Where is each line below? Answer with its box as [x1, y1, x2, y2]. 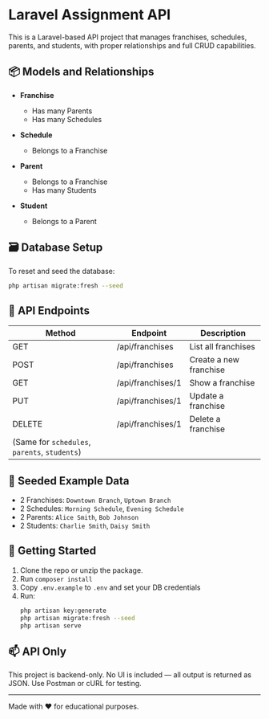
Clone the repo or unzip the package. [19, 565, 143, 575]
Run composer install [19, 574, 93, 583]
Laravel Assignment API [8, 6, 171, 24]
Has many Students [31, 185, 97, 194]
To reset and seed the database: [8, 266, 115, 276]
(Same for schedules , [12, 436, 91, 447]
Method [45, 328, 76, 339]
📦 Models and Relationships [8, 65, 155, 79]
